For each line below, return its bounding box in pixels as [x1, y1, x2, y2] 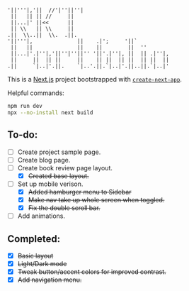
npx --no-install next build [7, 109, 93, 116]
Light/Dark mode [17, 260, 67, 268]
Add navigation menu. [17, 275, 82, 284]
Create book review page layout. [17, 163, 113, 172]
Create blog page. [17, 155, 71, 164]
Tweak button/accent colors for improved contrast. [17, 268, 166, 276]
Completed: [7, 233, 61, 245]
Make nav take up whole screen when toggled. [28, 195, 165, 204]
